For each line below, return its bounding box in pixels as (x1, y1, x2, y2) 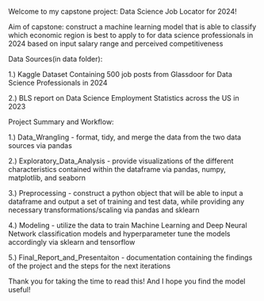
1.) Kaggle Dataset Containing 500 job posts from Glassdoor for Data (8, 70, 232, 78)
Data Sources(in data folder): (8, 55, 103, 63)
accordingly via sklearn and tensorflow (8, 238, 136, 246)
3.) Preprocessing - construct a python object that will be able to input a (8, 189, 243, 197)
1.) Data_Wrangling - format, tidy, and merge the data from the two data (8, 132, 242, 142)
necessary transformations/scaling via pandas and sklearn (8, 205, 200, 215)
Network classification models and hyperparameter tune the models (8, 229, 231, 238)
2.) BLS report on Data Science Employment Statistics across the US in (8, 93, 239, 102)
